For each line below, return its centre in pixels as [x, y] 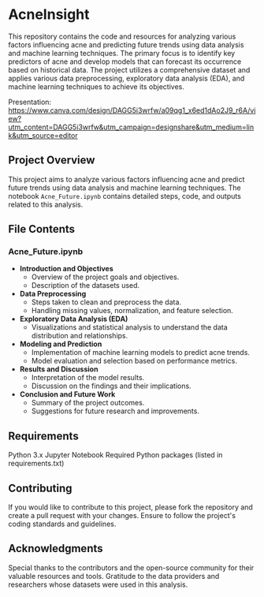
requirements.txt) [36, 464]
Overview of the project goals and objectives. [105, 277]
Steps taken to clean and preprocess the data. [106, 302]
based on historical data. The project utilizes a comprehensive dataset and [129, 69]
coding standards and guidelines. [62, 524]
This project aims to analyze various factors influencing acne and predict [126, 179]
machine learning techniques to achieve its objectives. [97, 86]
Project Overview [52, 160]
